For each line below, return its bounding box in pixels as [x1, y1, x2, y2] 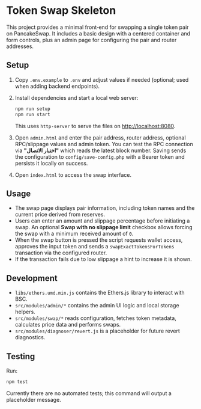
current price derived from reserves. [14, 211, 106, 218]
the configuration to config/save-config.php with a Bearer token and [14, 153, 185, 160]
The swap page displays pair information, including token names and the [14, 204, 195, 212]
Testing [6, 351, 35, 361]
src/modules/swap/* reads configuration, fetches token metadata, [14, 315, 177, 322]
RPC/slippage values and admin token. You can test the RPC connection [14, 140, 193, 147]
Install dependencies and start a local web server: [14, 94, 139, 101]
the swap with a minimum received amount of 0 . [14, 230, 134, 238]
